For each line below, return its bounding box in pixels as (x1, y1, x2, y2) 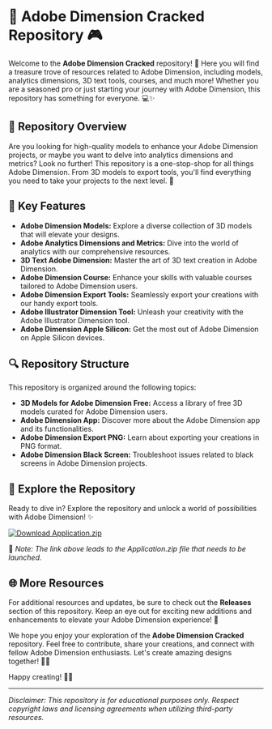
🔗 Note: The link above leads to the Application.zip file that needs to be (8, 544, 247, 554)
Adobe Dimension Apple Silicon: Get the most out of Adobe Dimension (19, 324, 259, 334)
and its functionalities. (19, 424, 95, 434)
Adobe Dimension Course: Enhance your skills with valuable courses (19, 272, 253, 282)
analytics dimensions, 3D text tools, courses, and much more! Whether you (8, 75, 259, 85)
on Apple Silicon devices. (19, 332, 105, 343)
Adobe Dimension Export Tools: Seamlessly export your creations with (19, 289, 259, 299)
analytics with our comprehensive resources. (19, 246, 171, 256)
